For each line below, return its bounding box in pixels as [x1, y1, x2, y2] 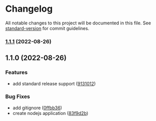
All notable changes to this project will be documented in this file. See [5, 20, 151, 26]
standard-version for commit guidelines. [5, 25, 89, 31]
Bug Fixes [5, 93, 30, 100]
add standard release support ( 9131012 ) [12, 80, 96, 86]
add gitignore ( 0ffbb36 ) [12, 105, 63, 111]
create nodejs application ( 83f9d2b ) [12, 110, 88, 116]
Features [5, 69, 28, 76]
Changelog [5, 3, 53, 15]
